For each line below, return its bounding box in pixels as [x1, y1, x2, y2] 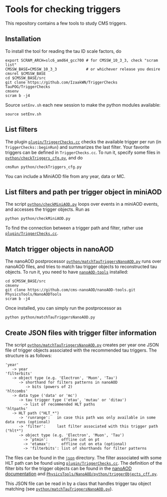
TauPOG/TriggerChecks [5, 84, 51, 89]
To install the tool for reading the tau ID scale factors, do [5, 48, 122, 54]
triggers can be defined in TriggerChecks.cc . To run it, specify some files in [5, 149, 160, 155]
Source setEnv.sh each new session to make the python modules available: [5, 102, 161, 108]
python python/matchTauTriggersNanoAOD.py [5, 315, 95, 320]
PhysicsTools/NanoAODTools [5, 292, 62, 297]
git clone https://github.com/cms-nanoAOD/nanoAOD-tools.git [5, 288, 136, 293]
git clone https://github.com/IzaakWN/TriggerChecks [5, 79, 118, 85]
